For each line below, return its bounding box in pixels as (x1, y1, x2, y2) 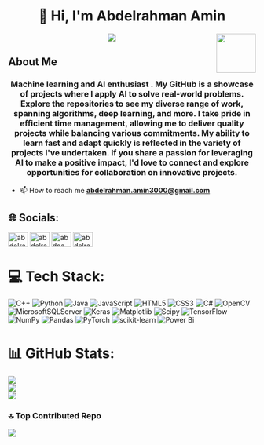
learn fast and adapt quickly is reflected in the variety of (23, 137, 241, 148)
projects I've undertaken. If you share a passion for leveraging (10, 148, 254, 159)
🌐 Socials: (8, 211, 60, 224)
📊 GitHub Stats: (8, 345, 115, 362)
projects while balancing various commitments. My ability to (14, 128, 250, 139)
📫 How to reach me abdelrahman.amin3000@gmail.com (19, 185, 211, 195)
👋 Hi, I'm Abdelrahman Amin (38, 7, 226, 25)
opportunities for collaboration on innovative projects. (26, 167, 238, 178)
